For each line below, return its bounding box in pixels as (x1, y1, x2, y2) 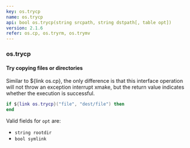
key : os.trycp (6, 8, 41, 15)
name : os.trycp (6, 14, 43, 20)
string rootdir (14, 130, 52, 136)
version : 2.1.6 (6, 25, 43, 31)
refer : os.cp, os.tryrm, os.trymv (6, 31, 91, 36)
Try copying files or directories (6, 64, 83, 71)
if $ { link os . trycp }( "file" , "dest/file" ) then (6, 101, 125, 107)
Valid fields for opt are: (6, 117, 62, 124)
